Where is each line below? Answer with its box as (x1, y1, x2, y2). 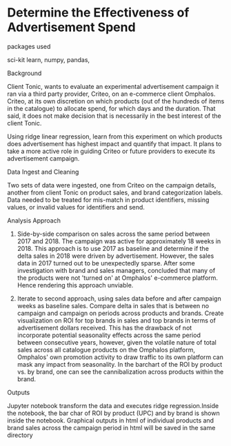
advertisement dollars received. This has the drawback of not (17, 323, 192, 332)
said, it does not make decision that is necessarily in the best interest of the (7, 112, 222, 120)
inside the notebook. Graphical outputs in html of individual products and (7, 416, 214, 425)
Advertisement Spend (7, 19, 136, 35)
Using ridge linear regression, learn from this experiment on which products (7, 132, 223, 141)
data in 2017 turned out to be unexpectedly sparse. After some (17, 259, 195, 267)
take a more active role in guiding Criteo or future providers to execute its (7, 147, 216, 155)
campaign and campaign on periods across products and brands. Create (17, 309, 224, 317)
